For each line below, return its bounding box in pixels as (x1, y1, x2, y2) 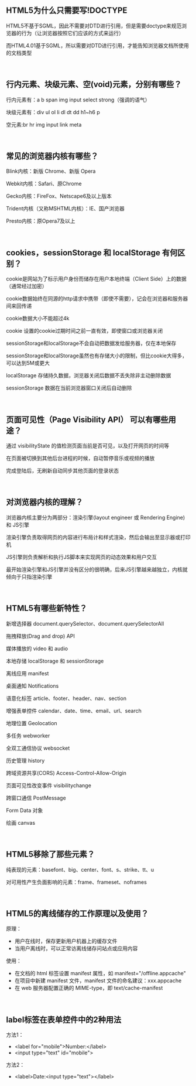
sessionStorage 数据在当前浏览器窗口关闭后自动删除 (6, 384, 133, 391)
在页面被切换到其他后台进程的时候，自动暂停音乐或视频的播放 (6, 455, 155, 462)
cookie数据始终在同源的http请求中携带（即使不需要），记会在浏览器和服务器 (6, 295, 188, 302)
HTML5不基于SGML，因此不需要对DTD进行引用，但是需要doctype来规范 (6, 22, 182, 29)
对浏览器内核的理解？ (6, 497, 83, 507)
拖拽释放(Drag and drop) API (6, 632, 75, 640)
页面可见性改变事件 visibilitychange (6, 781, 92, 789)
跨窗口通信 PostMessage (6, 794, 66, 801)
